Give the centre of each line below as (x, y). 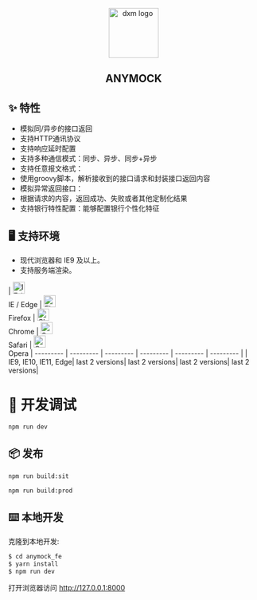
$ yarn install (33, 564)
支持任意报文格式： (51, 168)
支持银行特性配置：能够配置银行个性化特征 (90, 208)
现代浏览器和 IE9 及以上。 (62, 260)
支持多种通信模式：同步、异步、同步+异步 (88, 159)
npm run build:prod (41, 491)
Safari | (20, 345)
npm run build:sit (39, 476)
